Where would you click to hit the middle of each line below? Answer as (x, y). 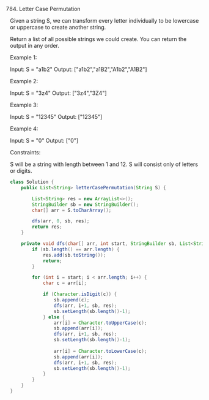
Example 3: (24, 105)
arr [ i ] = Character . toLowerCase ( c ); (100, 351)
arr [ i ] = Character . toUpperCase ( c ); (100, 323)
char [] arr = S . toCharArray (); (72, 210)
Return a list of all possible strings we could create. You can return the (98, 39)
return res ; (47, 227)
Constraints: (25, 152)
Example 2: (24, 81)
